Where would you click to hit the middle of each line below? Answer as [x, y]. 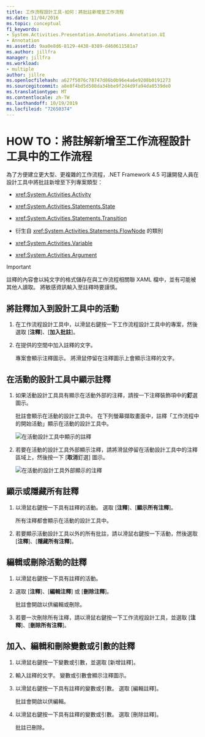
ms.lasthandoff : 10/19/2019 [42, 103]
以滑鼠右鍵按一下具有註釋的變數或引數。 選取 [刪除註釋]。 [88, 714]
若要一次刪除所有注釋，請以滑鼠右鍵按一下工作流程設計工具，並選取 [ [103, 617]
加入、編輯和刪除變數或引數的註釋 [71, 647]
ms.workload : [23, 63]
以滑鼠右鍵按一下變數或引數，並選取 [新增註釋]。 [77, 662]
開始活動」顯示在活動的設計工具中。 [66, 424]
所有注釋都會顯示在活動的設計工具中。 [63, 520]
